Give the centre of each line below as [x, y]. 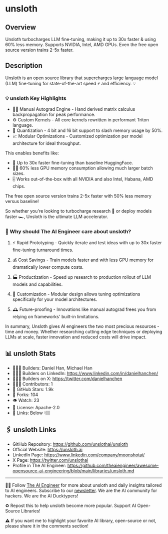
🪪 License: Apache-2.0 [36, 408]
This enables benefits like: [32, 153]
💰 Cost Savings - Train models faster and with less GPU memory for [83, 260]
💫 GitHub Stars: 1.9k [33, 390]
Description [24, 66]
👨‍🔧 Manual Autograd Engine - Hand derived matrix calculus [74, 109]
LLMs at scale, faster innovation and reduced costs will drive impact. [76, 337]
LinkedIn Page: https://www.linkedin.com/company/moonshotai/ [78, 455]
